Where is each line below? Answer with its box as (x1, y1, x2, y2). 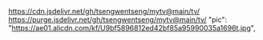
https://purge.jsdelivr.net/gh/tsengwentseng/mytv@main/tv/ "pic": (8, 15, 228, 24)
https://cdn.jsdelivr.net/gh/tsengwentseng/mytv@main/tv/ (8, 7, 200, 16)
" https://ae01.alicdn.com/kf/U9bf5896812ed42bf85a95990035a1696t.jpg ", (8, 24, 256, 32)
